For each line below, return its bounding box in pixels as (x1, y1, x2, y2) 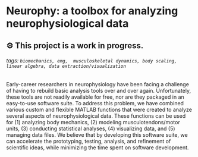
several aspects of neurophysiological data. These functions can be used (6, 112, 186, 120)
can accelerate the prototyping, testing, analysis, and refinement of (6, 137, 171, 145)
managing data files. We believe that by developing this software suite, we (6, 131, 188, 138)
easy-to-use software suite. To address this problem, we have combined (6, 99, 184, 106)
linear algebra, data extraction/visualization (6, 64, 127, 70)
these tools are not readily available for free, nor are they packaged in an (6, 93, 184, 101)
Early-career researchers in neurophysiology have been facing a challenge (6, 80, 189, 87)
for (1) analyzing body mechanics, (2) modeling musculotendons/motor (6, 118, 180, 125)
